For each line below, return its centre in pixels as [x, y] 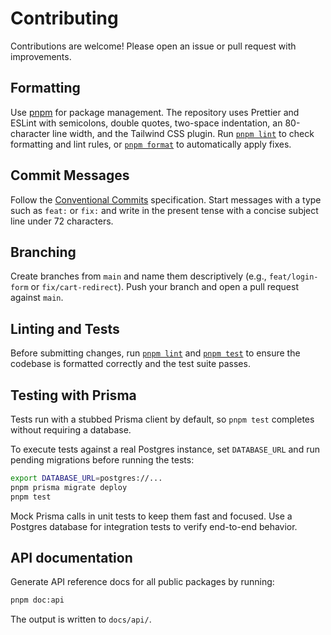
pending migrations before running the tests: [102, 460]
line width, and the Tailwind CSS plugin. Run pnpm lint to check [183, 133]
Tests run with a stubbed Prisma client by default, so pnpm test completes [162, 419]
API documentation [71, 558]
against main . [37, 298]
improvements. [41, 56]
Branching [43, 252]
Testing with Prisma [73, 395]
